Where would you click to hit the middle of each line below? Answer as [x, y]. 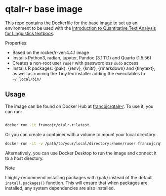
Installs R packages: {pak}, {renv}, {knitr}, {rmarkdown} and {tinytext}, [84, 68]
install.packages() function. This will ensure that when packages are [76, 183]
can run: [14, 111]
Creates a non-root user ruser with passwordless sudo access [75, 63]
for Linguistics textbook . [30, 33]
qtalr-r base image [44, 9]
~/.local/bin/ [27, 79]
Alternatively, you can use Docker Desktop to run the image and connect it [81, 153]
